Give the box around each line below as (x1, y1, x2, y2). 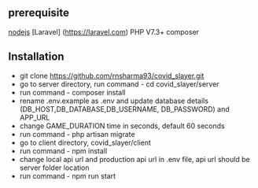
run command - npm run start (19, 171, 116, 180)
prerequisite (8, 6, 69, 20)
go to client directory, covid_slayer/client (19, 138, 152, 147)
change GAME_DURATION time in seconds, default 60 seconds (19, 121, 226, 131)
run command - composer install (19, 87, 126, 97)
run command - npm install (19, 146, 108, 156)
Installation (8, 50, 64, 64)
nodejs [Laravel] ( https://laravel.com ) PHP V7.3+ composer (8, 27, 199, 36)
